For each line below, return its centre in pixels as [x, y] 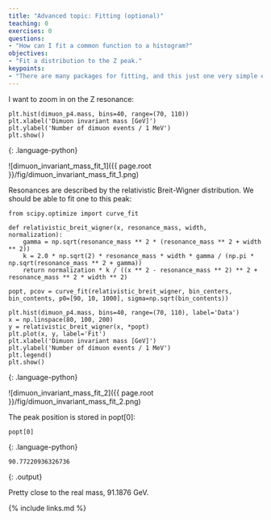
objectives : [28, 53]
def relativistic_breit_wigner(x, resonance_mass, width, [108, 227]
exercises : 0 [30, 31]
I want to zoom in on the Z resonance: [71, 99]
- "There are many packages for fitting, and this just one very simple [133, 76]
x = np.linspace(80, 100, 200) [61, 319]
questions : [27, 38]
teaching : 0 [28, 23]
